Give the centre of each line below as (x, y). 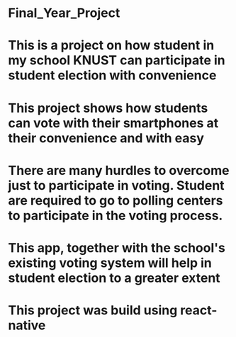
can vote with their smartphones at (113, 123)
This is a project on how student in (111, 46)
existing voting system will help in (110, 263)
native (27, 325)
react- (199, 310)
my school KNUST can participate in (117, 61)
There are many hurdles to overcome (119, 170)
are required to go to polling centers (116, 200)
